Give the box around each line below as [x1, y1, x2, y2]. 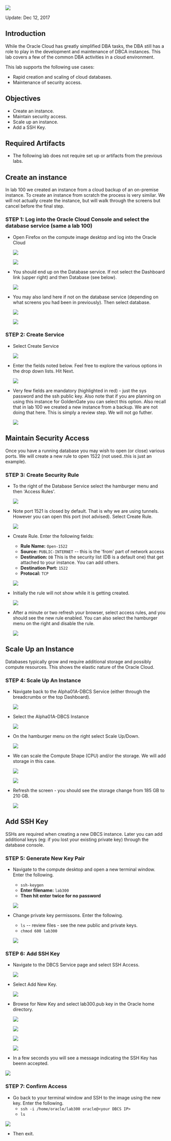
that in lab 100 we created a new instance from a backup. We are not [12, 404, 158, 410]
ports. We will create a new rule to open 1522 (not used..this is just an [5, 453, 152, 459]
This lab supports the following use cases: [5, 64, 95, 70]
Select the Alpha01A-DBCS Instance [12, 714, 89, 720]
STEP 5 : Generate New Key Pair [5, 854, 85, 862]
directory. [12, 1006, 33, 1013]
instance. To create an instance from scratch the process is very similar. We [5, 192, 165, 198]
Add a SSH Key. [12, 124, 46, 130]
